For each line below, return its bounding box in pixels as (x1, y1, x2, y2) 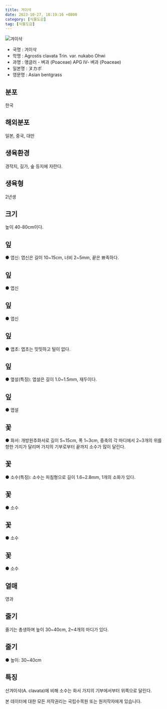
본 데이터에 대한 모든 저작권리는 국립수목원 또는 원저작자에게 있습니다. (5, 698, 142, 704)
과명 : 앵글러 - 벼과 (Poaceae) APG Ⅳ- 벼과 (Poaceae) (12, 59, 121, 65)
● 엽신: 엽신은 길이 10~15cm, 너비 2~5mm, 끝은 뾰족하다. (5, 255, 119, 261)
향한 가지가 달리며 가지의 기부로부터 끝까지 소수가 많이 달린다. (5, 444, 126, 450)
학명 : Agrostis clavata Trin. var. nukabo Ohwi (12, 53, 106, 59)
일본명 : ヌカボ (12, 65, 42, 72)
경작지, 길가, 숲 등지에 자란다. (5, 163, 63, 169)
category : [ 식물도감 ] (5, 17, 46, 22)
